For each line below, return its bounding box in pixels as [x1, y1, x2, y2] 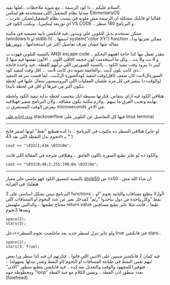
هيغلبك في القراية [6, 181, 39, 187]
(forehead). [6, 274, 29, 280]
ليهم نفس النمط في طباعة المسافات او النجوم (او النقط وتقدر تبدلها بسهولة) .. [6, 258, 152, 264]
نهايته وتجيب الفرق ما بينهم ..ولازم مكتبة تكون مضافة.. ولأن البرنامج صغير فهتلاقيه [6, 98, 157, 104]
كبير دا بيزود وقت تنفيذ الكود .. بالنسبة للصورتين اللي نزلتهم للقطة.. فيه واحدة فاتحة [6, 62, 161, 67]
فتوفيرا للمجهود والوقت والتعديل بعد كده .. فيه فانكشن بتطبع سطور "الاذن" [6, 264, 145, 270]
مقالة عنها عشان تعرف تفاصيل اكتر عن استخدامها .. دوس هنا [6, 41, 119, 47]
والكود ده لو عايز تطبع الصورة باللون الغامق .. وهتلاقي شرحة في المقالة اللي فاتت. [6, 152, 159, 158]
